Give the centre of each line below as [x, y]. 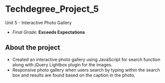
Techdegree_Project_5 [52, 9]
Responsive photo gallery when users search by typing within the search [86, 70]
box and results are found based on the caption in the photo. [74, 75]
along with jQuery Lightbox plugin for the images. [62, 64]
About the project [33, 48]
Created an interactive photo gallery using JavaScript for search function [86, 59]
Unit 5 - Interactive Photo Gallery [38, 23]
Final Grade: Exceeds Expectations [49, 32]
